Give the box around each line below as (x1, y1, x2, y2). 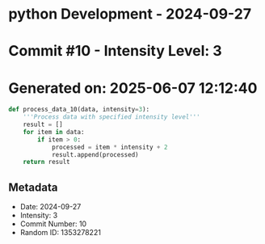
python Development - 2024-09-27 (8, 5, 252, 23)
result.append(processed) (51, 150, 139, 158)
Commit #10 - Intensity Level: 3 (8, 42, 222, 61)
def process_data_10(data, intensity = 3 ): (8, 106, 150, 114)
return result (23, 158, 70, 166)
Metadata (8, 180, 58, 194)
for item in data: (23, 128, 85, 136)
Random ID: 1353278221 (19, 228, 101, 238)
